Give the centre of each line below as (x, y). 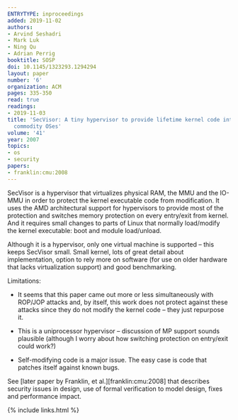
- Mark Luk (23, 41)
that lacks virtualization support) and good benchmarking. (92, 266)
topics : (19, 146)
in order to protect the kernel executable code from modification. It (122, 200)
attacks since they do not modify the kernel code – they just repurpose (121, 309)
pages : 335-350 (30, 93)
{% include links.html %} (43, 410)
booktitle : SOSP (31, 60)
